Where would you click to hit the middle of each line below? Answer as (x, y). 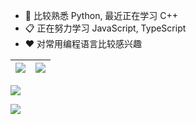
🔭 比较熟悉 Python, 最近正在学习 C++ (101, 15)
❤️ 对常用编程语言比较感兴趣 (83, 43)
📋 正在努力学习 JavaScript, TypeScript (105, 28)
